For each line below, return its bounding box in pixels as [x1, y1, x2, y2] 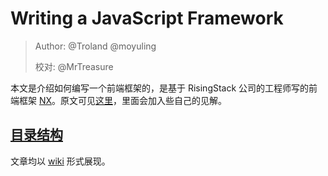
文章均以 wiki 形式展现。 [10, 155, 111, 167]
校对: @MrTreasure [34, 60, 114, 72]
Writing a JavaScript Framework [10, 7, 284, 30]
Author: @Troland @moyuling [34, 40, 157, 52]
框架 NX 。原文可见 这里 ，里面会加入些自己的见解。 [18, 94, 228, 106]
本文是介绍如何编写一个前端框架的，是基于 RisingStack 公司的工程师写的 [10, 82, 310, 94]
